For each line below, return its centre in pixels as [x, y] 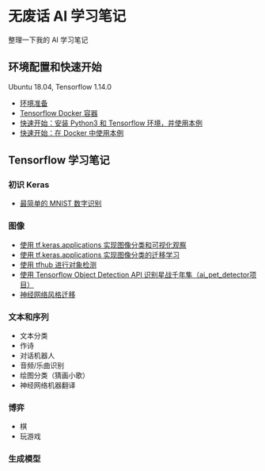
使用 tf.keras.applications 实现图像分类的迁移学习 [100, 255]
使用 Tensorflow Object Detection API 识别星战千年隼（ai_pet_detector [134, 274]
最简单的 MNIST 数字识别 [61, 204]
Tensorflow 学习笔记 [59, 161]
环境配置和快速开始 [55, 67]
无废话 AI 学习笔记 [67, 16]
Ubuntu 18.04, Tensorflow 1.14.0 [60, 86]
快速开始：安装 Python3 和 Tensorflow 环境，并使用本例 [111, 123]
